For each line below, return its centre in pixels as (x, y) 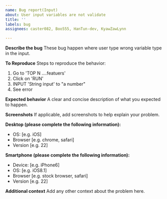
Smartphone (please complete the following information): (67, 155)
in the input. (18, 54)
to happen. (17, 105)
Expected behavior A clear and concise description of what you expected (83, 99)
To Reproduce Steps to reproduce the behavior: (55, 63)
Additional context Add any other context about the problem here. (75, 191)
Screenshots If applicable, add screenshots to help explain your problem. (82, 115)
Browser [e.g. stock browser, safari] (50, 176)
